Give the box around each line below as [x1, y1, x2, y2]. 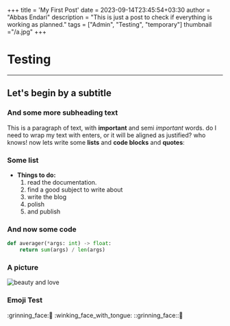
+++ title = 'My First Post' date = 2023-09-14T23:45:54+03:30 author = [7, 6, 211, 14]
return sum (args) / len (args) [19, 246, 106, 253]
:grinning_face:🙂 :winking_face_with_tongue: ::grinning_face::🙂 [7, 311, 183, 319]
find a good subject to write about [27, 185, 123, 194]
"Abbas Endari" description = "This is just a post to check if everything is [7, 13, 213, 21]
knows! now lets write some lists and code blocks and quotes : [7, 138, 185, 146]
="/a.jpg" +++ [7, 27, 47, 36]
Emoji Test [7, 295, 43, 305]
